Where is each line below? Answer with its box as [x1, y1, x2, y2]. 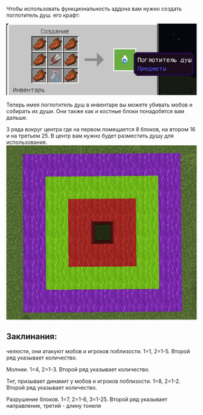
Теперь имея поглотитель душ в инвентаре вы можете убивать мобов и [6, 101, 193, 108]
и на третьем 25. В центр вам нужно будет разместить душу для [6, 132, 174, 139]
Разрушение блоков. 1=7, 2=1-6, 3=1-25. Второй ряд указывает [6, 396, 168, 403]
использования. [6, 139, 48, 146]
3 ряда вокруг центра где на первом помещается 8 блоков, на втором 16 [6, 125, 196, 132]
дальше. [6, 114, 28, 121]
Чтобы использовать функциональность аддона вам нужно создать [6, 5, 182, 12]
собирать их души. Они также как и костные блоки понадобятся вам [6, 107, 185, 114]
